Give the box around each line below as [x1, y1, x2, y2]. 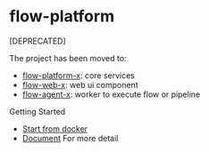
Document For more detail [21, 132, 119, 143]
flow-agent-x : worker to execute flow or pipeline [21, 89, 201, 100]
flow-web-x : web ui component [21, 79, 138, 90]
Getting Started [9, 106, 66, 116]
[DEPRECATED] [9, 36, 67, 46]
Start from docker [21, 123, 88, 134]
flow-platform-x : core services [21, 69, 136, 81]
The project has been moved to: [9, 52, 127, 63]
